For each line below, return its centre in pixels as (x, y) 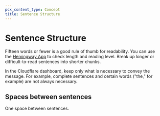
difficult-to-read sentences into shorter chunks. (53, 62)
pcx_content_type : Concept (33, 9)
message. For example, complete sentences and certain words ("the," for (79, 76)
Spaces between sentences (48, 97)
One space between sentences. (37, 108)
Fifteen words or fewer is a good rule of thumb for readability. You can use (80, 51)
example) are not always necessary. (41, 82)
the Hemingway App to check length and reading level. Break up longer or (80, 57)
